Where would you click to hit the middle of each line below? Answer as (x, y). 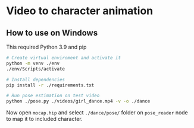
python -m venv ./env (33, 63)
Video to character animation (80, 11)
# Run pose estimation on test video (53, 96)
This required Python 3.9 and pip (46, 47)
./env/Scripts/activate (36, 69)
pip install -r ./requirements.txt (50, 85)
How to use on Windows (52, 33)
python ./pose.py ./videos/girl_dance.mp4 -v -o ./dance (78, 101)
